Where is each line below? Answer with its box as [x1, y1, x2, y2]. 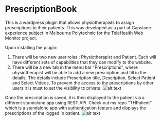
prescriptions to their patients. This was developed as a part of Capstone [5, 24, 151, 30]
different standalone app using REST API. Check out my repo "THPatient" [5, 100, 152, 105]
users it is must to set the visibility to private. [12, 85, 102, 91]
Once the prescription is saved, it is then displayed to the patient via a [5, 94, 145, 101]
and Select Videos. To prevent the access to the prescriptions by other [12, 80, 154, 86]
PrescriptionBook [5, 3, 77, 15]
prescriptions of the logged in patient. [5, 110, 81, 116]
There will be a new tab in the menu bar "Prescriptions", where [12, 64, 138, 70]
